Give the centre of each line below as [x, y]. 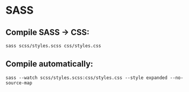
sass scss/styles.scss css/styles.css [53, 46]
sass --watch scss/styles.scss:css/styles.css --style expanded [87, 78]
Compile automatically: [49, 64]
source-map [19, 83]
